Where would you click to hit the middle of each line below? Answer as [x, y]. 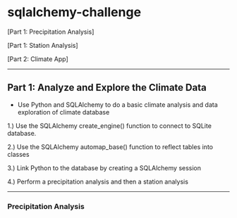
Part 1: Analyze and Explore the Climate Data [107, 88]
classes [18, 154]
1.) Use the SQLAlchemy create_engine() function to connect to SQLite [109, 126]
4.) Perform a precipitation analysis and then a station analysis [98, 181]
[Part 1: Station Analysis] [43, 45]
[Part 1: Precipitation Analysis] [51, 32]
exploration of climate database [63, 112]
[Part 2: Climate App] [38, 59]
